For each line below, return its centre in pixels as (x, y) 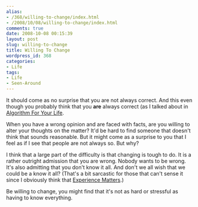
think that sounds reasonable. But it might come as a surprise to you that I (96, 137)
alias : (14, 12)
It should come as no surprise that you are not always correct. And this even (99, 100)
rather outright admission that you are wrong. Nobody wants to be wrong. (96, 161)
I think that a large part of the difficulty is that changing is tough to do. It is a (99, 155)
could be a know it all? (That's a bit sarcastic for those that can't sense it (95, 173)
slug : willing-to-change (37, 45)
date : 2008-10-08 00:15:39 (39, 34)
